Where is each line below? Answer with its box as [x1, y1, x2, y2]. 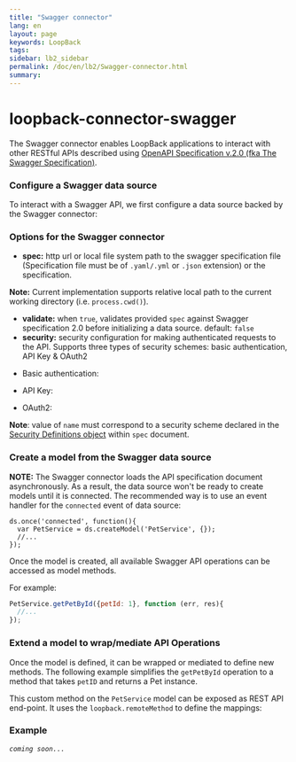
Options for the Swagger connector [9, 230, 166, 243]
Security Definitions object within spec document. [9, 429, 190, 439]
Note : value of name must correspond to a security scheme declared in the [9, 420, 280, 431]
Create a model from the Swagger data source [9, 451, 212, 463]
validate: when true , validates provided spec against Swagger [21, 314, 249, 324]
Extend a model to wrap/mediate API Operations [9, 637, 221, 649]
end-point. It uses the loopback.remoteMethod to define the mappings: [9, 702, 262, 713]
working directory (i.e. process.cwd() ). [9, 296, 149, 307]
